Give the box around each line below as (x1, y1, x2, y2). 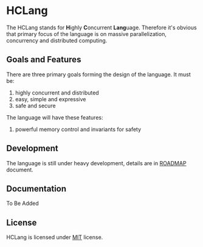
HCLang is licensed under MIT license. (6, 234, 103, 241)
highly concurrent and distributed (15, 89, 99, 96)
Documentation (6, 184, 67, 194)
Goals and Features (6, 54, 81, 65)
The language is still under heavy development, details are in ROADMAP (6, 159, 187, 166)
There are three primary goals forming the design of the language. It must (6, 71, 191, 78)
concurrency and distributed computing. (6, 37, 108, 44)
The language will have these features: (6, 113, 103, 121)
